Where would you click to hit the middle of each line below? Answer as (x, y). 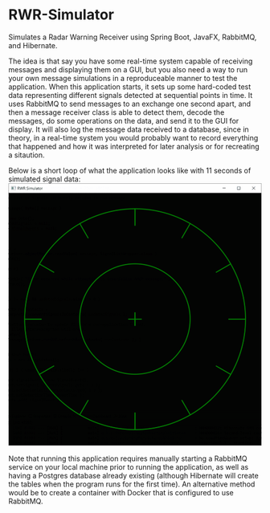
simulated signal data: (45, 179)
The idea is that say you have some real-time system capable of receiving (131, 61)
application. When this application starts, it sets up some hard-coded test (130, 87)
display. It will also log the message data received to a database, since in (129, 129)
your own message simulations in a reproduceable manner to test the (123, 78)
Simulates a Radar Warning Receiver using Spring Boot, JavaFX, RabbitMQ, (133, 37)
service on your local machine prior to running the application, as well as (129, 466)
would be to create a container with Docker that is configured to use (121, 492)
